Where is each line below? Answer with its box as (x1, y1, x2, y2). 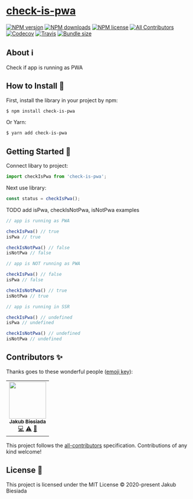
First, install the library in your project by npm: (6, 96, 118, 104)
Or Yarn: (6, 119, 27, 126)
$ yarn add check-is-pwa (6, 130, 67, 136)
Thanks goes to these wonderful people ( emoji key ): (6, 368, 133, 375)
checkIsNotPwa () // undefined (6, 331, 81, 337)
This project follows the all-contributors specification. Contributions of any (6, 442, 188, 449)
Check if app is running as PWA (6, 64, 83, 71)
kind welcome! (6, 448, 42, 455)
